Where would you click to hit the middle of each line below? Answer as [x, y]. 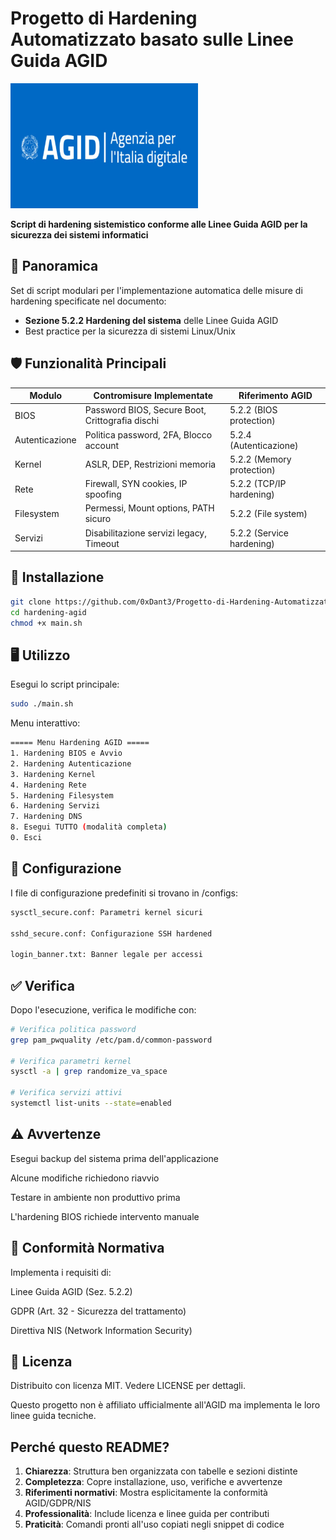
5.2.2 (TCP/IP [258, 484]
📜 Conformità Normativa [87, 1248]
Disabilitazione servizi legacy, [145, 533]
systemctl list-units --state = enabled [91, 1103]
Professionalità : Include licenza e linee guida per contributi [147, 1514]
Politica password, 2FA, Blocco [148, 434]
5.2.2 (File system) [268, 513]
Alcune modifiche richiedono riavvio [85, 1178]
